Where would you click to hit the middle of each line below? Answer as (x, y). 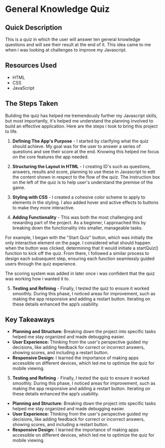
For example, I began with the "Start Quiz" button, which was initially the (79, 237)
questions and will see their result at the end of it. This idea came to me (78, 45)
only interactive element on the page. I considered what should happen (78, 243)
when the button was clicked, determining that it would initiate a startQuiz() (82, 248)
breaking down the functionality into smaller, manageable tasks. (77, 228)
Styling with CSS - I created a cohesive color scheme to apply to (79, 197)
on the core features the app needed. (51, 157)
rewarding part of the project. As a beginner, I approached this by (79, 222)
